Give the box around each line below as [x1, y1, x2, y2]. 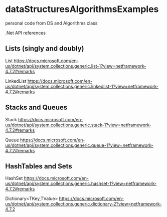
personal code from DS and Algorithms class [5, 20, 98, 26]
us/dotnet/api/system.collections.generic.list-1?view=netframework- [5, 63, 146, 69]
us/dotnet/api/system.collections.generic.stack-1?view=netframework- [5, 122, 151, 128]
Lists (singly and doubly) [5, 44, 84, 53]
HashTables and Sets [5, 162, 73, 170]
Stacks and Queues [5, 103, 68, 112]
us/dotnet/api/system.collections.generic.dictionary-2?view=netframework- [5, 201, 162, 207]
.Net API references [5, 30, 46, 36]
